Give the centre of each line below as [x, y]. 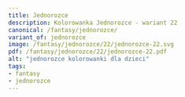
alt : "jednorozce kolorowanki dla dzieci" [79, 59]
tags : [17, 66]
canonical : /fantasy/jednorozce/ [63, 30]
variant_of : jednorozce [47, 37]
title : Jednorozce [38, 15]
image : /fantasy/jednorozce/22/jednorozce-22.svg [91, 45]
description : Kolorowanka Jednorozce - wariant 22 [93, 23]
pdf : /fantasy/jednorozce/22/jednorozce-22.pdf [88, 52]
